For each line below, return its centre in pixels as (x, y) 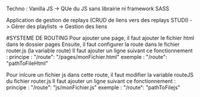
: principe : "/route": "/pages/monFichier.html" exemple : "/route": (87, 57)
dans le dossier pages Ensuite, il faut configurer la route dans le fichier (93, 44)
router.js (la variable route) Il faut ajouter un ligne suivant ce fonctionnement (99, 51)
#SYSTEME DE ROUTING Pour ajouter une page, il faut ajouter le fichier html (100, 38)
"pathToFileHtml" (27, 63)
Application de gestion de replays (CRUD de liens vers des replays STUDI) (98, 20)
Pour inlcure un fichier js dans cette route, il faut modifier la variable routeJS (100, 75)
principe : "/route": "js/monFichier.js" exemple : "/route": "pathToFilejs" (93, 87)
